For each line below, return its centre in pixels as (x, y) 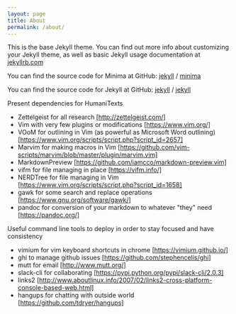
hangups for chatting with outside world (76, 296)
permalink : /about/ (36, 27)
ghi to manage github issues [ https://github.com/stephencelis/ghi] (114, 258)
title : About (27, 21)
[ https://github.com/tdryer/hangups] (71, 303)
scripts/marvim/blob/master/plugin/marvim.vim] (88, 155)
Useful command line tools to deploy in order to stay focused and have (111, 229)
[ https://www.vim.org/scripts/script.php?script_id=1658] (100, 185)
